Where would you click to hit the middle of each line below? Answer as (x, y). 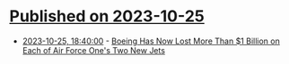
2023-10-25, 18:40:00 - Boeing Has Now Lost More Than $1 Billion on (151, 41)
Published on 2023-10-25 (107, 16)
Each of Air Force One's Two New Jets (94, 50)
